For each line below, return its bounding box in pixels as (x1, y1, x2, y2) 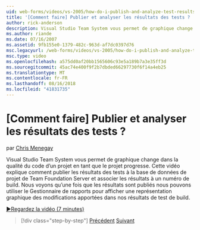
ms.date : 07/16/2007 (6, 36, 58, 42)
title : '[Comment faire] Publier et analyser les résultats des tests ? (6, 14, 190, 20)
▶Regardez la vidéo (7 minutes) (6, 205, 85, 212)
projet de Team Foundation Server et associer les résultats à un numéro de (6, 175, 189, 182)
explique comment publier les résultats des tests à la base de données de (6, 168, 187, 176)
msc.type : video (6, 53, 46, 59)
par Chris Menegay (6, 144, 54, 151)
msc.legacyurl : (6, 48, 44, 54)
